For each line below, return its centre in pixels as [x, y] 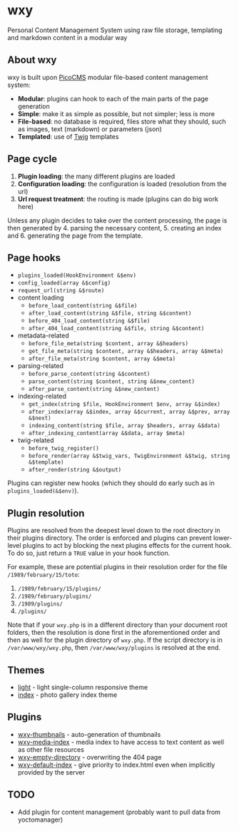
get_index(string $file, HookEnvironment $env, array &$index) [124, 404]
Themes [26, 670]
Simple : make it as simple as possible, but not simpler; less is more [116, 113]
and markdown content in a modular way [67, 37]
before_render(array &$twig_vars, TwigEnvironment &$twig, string [129, 456]
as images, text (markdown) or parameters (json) [90, 129]
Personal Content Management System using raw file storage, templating [115, 30]
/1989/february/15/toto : [44, 575]
